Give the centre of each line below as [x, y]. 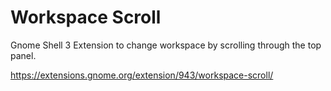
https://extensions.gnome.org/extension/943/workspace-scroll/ [142, 75]
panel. [23, 55]
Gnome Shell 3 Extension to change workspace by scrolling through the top [166, 45]
